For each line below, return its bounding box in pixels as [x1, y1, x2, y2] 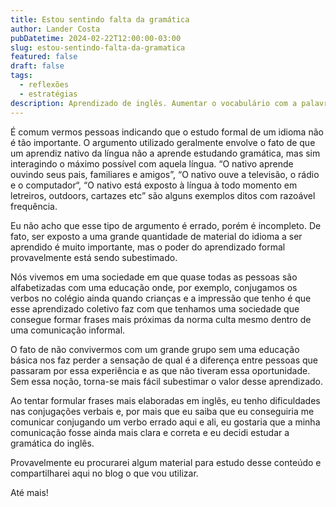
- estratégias [19, 89, 78, 99]
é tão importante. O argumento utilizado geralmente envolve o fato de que [10, 136, 316, 148]
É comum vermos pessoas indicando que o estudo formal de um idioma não [10, 126, 324, 138]
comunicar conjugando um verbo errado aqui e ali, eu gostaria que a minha [10, 416, 321, 428]
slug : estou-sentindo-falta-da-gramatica [10, 42, 186, 53]
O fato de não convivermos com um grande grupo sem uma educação [10, 343, 300, 355]
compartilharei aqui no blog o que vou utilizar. [10, 467, 199, 479]
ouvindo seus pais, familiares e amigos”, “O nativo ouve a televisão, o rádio [10, 168, 320, 180]
